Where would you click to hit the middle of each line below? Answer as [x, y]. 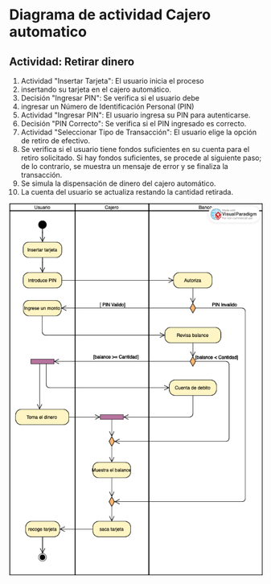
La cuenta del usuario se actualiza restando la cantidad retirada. [127, 192]
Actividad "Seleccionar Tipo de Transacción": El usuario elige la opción [138, 132]
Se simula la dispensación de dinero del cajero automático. [118, 183]
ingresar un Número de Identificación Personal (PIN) [107, 107]
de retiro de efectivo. [55, 141]
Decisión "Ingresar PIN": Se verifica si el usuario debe [110, 98]
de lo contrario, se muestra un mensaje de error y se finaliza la [124, 166]
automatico [48, 32]
